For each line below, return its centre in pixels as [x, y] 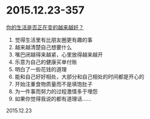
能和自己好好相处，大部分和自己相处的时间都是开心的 [79, 77]
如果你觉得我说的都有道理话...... [53, 98]
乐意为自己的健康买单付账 [46, 62]
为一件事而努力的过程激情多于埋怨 [56, 91]
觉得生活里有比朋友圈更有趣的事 [53, 39]
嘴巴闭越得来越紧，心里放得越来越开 [59, 54]
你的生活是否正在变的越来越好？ [45, 27]
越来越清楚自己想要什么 [43, 47]
